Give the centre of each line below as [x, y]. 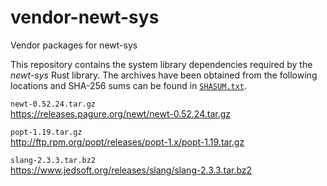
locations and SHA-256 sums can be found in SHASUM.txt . [128, 85]
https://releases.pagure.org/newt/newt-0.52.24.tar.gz [120, 113]
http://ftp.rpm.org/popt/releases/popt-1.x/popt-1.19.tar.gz [127, 142]
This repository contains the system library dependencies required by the [161, 64]
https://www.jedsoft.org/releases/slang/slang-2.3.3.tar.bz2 [131, 170]
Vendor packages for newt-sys [74, 45]
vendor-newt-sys [85, 17]
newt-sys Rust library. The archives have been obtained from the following [164, 75]
